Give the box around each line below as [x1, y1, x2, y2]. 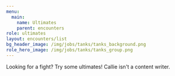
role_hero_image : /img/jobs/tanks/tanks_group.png [6, 47, 133, 53]
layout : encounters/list [6, 36, 67, 42]
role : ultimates [6, 31, 46, 37]
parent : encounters [16, 25, 65, 31]
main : [11, 14, 25, 20]
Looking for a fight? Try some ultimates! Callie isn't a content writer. [6, 63, 170, 70]
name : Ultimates [16, 19, 57, 25]
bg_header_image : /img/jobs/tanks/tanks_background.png [6, 42, 146, 48]
